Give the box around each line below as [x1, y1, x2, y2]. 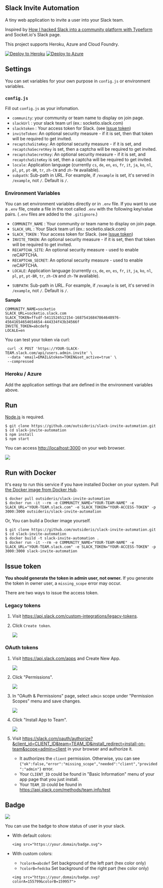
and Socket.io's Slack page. [5, 31, 61, 37]
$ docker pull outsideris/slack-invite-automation [5, 496, 110, 501]
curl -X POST [7, 346, 34, 351]
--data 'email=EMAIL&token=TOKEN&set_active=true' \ [7, 355, 117, 360]
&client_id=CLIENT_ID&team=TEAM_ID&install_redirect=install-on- [12, 741, 145, 747]
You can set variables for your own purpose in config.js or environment [5, 78, 150, 84]
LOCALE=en [5, 328, 25, 333]
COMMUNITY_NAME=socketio [5, 307, 56, 312]
